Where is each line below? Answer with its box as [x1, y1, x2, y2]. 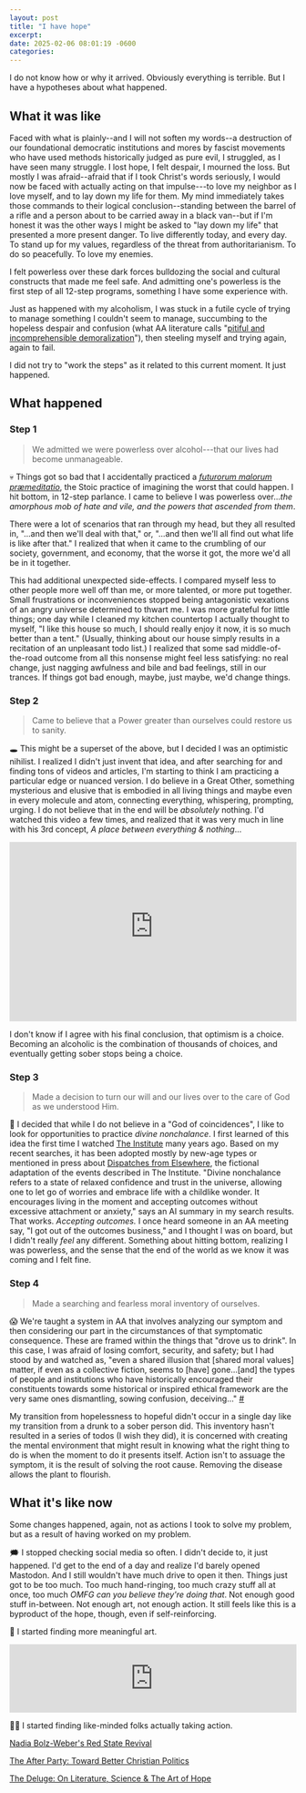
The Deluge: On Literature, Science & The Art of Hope [9, 1773, 212, 1784]
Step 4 [9, 1277, 39, 1290]
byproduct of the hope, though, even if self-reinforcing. [9, 1609, 217, 1620]
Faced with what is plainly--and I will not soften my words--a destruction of [9, 132, 293, 143]
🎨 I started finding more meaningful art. [9, 1626, 158, 1637]
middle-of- [240, 642, 281, 653]
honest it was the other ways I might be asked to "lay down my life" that [9, 220, 279, 231]
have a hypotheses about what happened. [9, 82, 168, 93]
